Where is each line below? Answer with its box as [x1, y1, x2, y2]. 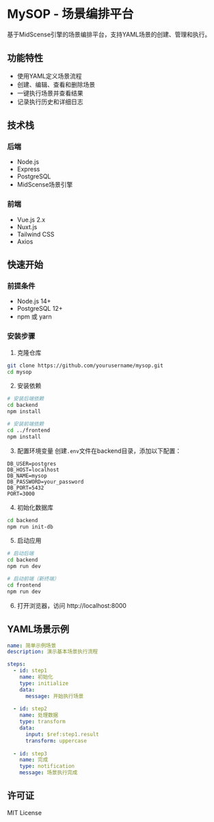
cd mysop [7, 368, 32, 375]
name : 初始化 [19, 674, 53, 681]
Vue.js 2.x [16, 215, 46, 224]
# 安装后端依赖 [7, 395, 44, 402]
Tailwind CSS [16, 230, 55, 238]
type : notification [19, 763, 75, 770]
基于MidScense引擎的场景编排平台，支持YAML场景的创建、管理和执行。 [7, 30, 211, 38]
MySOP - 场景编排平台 [7, 6, 134, 22]
